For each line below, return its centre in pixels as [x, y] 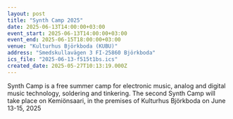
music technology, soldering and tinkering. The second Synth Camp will [112, 93]
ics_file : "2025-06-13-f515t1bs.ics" [63, 59]
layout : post [26, 14]
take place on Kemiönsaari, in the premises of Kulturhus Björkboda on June [116, 100]
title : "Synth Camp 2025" [45, 20]
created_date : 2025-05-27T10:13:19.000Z [68, 66]
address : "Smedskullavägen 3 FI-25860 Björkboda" [82, 53]
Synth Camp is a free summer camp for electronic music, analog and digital [116, 85]
